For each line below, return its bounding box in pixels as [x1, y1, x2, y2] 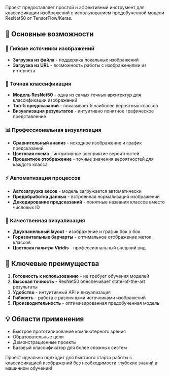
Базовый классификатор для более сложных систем [12, 344, 127, 351]
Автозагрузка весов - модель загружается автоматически [12, 188, 142, 194]
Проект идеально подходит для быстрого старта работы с [5, 354, 132, 360]
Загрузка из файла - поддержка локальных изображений [12, 56, 139, 63]
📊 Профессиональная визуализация [5, 126, 101, 133]
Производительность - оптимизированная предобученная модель [12, 300, 160, 306]
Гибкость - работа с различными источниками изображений [12, 295, 146, 301]
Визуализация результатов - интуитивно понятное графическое [12, 108, 154, 114]
